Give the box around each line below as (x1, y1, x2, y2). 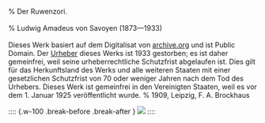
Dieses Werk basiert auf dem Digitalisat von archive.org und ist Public (8, 40, 236, 50)
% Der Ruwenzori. (8, 7, 67, 16)
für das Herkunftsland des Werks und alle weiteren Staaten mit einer (8, 65, 231, 74)
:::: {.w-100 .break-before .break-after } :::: (8, 106, 156, 116)
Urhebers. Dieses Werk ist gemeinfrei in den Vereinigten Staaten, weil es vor (8, 82, 257, 91)
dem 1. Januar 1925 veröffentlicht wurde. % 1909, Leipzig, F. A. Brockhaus (8, 91, 251, 99)
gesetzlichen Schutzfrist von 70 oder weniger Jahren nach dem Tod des (8, 74, 244, 83)
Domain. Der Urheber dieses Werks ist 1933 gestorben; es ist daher (8, 49, 229, 58)
